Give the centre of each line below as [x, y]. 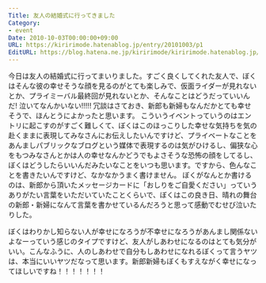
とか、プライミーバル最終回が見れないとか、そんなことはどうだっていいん [129, 96]
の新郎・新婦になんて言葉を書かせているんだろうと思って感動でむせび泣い [129, 205]
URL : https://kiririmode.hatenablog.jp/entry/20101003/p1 [106, 45]
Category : [25, 23]
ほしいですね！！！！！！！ [60, 271]
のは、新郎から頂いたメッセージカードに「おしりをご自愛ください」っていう [133, 185]
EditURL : [23, 52]
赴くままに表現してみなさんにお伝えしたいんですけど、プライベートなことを [133, 135]
